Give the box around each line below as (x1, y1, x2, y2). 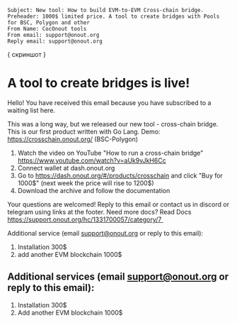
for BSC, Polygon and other (7, 19, 91, 26)
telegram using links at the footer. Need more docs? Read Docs (7, 207, 192, 216)
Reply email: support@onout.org (7, 38, 103, 45)
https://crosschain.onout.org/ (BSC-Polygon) (7, 135, 139, 143)
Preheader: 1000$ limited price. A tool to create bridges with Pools (7, 13, 220, 20)
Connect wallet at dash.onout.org (17, 163, 115, 172)
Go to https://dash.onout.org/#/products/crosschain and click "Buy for (17, 171, 223, 180)
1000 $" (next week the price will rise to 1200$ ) (17, 178, 154, 187)
